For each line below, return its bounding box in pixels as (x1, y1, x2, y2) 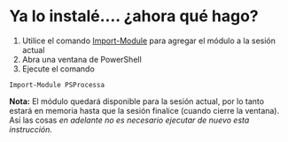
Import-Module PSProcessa (9, 80, 105, 89)
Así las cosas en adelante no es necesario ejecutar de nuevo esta (9, 115, 250, 125)
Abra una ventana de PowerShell (21, 54, 142, 64)
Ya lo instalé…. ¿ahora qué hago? (9, 6, 259, 26)
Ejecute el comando (21, 64, 95, 74)
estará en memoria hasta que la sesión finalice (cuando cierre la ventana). (9, 105, 280, 116)
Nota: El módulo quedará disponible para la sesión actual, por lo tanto (9, 95, 264, 107)
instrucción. (9, 123, 53, 134)
